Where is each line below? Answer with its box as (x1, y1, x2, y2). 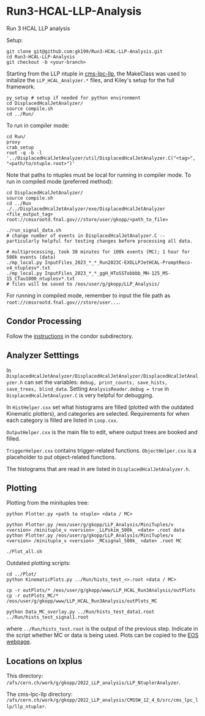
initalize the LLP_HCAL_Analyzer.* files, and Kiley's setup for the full (6, 76, 175, 84)
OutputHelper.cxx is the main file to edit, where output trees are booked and (6, 428, 198, 435)
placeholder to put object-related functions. (6, 453, 116, 461)
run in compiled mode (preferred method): (6, 177, 113, 185)
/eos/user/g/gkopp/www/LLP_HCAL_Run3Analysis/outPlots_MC (6, 598, 157, 604)
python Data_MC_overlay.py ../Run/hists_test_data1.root (6, 609, 155, 615)
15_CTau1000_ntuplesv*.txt (6, 275, 75, 282)
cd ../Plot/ (6, 571, 37, 578)
